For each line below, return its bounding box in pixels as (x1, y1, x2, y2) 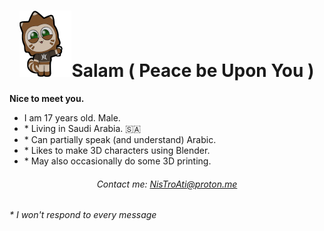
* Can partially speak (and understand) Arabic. (23, 133, 217, 145)
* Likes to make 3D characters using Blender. (23, 144, 211, 156)
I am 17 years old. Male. (23, 111, 121, 124)
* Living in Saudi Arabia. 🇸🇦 (23, 122, 142, 134)
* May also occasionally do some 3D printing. (23, 155, 212, 167)
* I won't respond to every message (9, 209, 157, 221)
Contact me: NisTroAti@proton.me (96, 178, 238, 190)
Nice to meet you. (9, 92, 85, 104)
